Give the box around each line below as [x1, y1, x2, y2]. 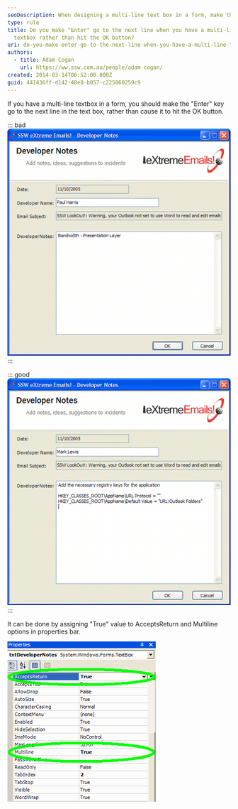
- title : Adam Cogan [13, 57, 74, 64]
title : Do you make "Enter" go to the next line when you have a [7, 26, 204, 33]
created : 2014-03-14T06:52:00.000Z [7, 71, 113, 78]
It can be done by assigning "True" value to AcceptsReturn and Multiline [7, 620, 218, 629]
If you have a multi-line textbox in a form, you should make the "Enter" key [7, 99, 225, 108]
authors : [7, 49, 33, 56]
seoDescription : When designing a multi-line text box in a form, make [7, 11, 223, 18]
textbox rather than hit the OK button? [13, 34, 135, 41]
